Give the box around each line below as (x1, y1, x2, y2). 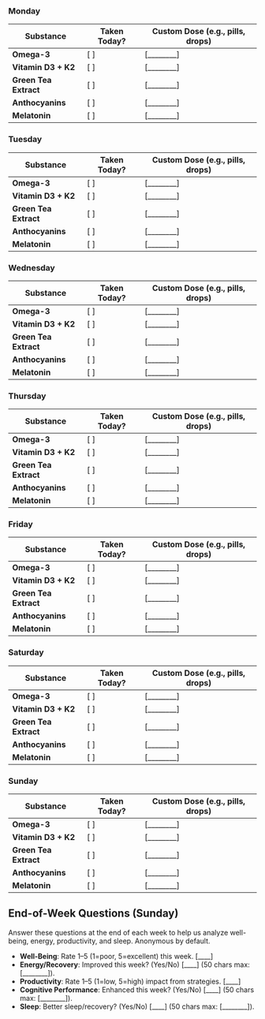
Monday (8, 6, 41, 17)
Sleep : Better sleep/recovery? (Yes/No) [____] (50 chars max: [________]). (19, 1002, 255, 1011)
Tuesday (8, 134, 43, 145)
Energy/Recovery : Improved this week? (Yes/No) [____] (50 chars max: (19, 960, 250, 969)
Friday (8, 519, 33, 530)
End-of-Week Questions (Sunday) (8, 907, 179, 920)
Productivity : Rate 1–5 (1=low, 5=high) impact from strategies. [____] (19, 976, 241, 986)
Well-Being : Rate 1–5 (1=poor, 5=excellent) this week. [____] (19, 951, 214, 961)
